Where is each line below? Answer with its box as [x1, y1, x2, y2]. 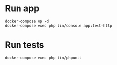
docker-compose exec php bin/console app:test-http [5, 23, 112, 28]
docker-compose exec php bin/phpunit [5, 55, 82, 60]
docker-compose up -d [5, 19, 49, 24]
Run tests [5, 39, 44, 50]
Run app [5, 3, 39, 14]
